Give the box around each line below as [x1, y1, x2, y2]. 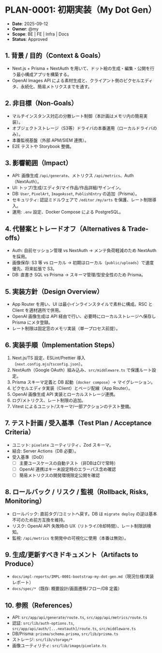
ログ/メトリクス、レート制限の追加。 [12, 397, 86, 403]
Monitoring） [5, 497, 46, 505]
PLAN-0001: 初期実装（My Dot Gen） [5, 4, 157, 16]
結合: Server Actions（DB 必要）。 [12, 448, 79, 454]
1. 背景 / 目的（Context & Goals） [5, 51, 105, 60]
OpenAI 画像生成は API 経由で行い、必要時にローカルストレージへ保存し [12, 314, 156, 319]
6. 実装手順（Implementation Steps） [5, 341, 118, 350]
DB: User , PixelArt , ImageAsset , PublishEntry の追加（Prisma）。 [12, 191, 140, 197]
